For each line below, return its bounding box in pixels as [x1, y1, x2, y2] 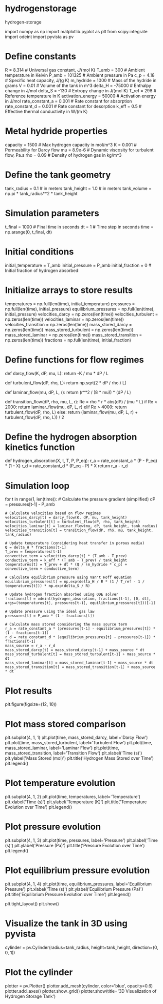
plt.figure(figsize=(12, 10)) [5, 701, 57, 707]
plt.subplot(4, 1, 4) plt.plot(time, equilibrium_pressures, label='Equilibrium [5, 881, 152, 887]
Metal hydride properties [5, 125, 108, 137]
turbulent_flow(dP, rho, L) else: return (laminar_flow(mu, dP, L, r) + [5, 409, 138, 415]
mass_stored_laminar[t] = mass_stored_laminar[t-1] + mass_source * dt [5, 660, 153, 666]
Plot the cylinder [5, 967, 73, 978]
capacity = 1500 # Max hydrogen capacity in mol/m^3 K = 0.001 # [5, 142, 137, 147]
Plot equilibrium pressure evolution [5, 865, 150, 876]
